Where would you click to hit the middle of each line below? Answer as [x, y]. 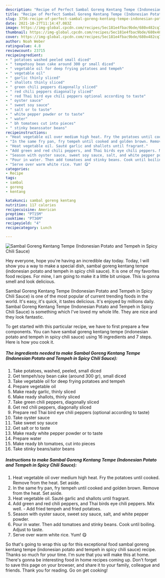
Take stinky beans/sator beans [44, 449]
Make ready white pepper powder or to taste [58, 433]
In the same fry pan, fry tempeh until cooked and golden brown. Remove [86, 488]
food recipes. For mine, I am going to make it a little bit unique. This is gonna [82, 276]
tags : [11, 178]
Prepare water [27, 438]
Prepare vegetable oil [34, 386]
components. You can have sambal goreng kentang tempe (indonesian [77, 331]
